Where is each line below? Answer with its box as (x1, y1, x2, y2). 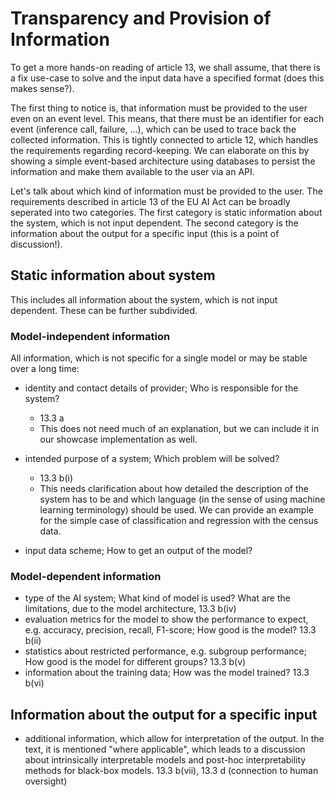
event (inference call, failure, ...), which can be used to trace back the (10, 123, 297, 135)
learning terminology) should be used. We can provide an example (39, 504, 314, 516)
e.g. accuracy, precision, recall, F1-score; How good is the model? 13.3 (24, 624, 317, 636)
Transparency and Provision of (10, 7, 272, 30)
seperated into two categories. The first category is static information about (10, 206, 323, 218)
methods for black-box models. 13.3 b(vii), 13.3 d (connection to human (24, 765, 319, 777)
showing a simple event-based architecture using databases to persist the (10, 155, 316, 167)
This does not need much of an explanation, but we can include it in (39, 423, 320, 435)
